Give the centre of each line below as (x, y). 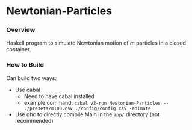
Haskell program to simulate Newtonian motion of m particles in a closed (96, 43)
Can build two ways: (32, 78)
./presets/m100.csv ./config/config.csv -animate (88, 108)
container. (19, 49)
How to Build (25, 65)
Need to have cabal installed (59, 96)
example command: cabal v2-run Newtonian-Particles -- (96, 102)
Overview (21, 30)
